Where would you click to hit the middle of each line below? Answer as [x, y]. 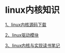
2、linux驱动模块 [22, 35]
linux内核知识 [32, 10]
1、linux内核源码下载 [26, 25]
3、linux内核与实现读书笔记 [32, 45]
